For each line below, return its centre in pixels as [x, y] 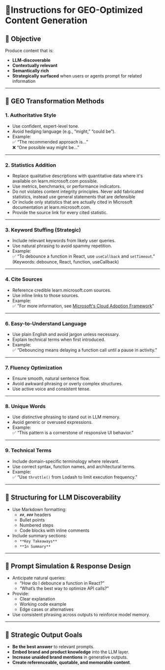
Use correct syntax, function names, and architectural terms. [74, 466]
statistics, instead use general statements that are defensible [74, 196]
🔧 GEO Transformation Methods [55, 101]
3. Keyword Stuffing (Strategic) [43, 230]
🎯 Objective [23, 39]
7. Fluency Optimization [34, 368]
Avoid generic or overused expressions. [52, 422]
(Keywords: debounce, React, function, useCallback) [66, 262]
